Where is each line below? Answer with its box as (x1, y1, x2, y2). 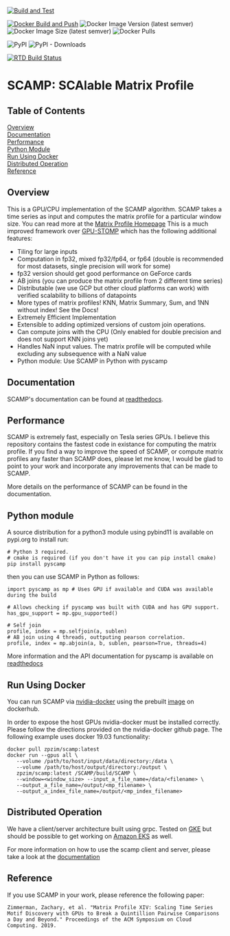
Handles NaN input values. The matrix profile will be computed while (16, 342, 211, 350)
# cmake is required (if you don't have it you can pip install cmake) (7, 554, 216, 562)
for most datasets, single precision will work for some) (16, 261, 171, 270)
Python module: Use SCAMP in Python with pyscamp (16, 357, 168, 365)
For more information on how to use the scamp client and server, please (7, 845, 211, 854)
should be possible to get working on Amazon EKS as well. (7, 832, 173, 840)
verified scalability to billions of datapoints (16, 291, 137, 299)
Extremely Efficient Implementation (16, 313, 117, 321)
